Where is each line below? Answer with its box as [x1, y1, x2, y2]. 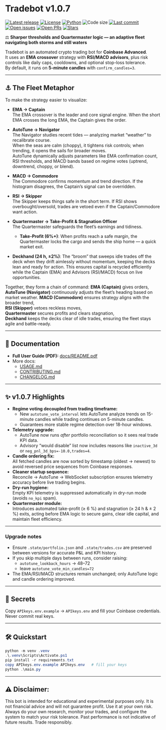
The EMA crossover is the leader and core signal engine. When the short [12, 112, 161, 118]
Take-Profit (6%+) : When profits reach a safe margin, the [19, 233, 137, 239]
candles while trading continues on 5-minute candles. [35, 416, 144, 422]
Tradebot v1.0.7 [5, 3, 71, 14]
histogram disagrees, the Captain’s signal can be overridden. [12, 183, 136, 189]
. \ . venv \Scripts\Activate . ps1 [5, 653, 68, 658]
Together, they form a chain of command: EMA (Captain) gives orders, [5, 284, 149, 290]
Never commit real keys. [5, 613, 55, 619]
